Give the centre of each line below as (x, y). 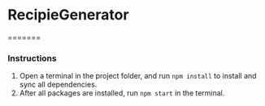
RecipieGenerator (68, 15)
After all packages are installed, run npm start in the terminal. (122, 93)
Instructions (33, 58)
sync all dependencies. (58, 85)
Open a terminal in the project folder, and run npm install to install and (138, 76)
